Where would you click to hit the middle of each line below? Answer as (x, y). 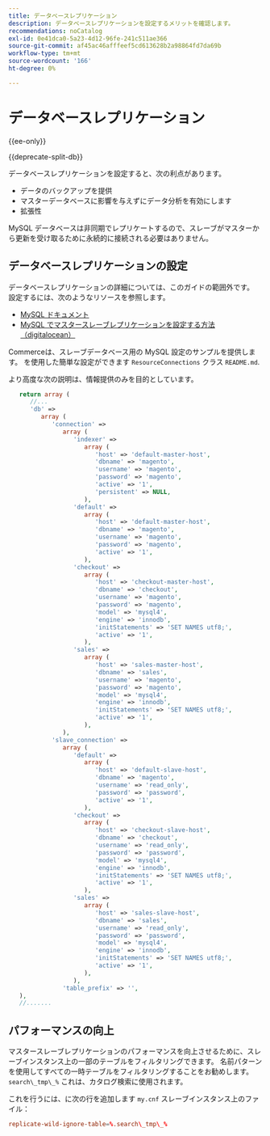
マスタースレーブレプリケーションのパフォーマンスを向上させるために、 (128, 1051)
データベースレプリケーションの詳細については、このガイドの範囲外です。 (131, 287)
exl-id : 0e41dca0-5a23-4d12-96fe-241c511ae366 (88, 38)
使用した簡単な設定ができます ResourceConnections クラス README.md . (145, 361)
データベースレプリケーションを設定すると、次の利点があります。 (117, 173)
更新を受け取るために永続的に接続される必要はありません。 (114, 238)
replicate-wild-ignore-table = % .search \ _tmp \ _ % (88, 1125)
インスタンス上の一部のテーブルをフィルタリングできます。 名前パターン (142, 1062)
